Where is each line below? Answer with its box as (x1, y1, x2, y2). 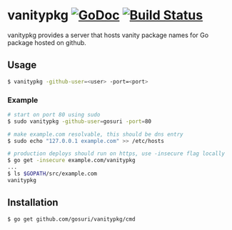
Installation (7, 196, 59, 209)
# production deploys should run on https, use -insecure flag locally (7, 150, 225, 157)
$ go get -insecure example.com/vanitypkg (7, 157, 136, 164)
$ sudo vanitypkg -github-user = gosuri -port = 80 (7, 118, 152, 125)
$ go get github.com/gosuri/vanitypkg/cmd (7, 215, 136, 223)
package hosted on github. (7, 38, 87, 46)
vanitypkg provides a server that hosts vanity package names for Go (7, 31, 209, 39)
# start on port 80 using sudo (7, 111, 101, 118)
